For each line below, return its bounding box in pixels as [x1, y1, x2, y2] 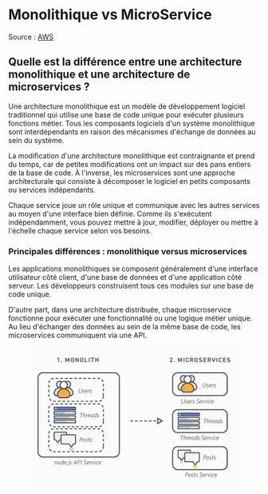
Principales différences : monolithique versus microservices [8, 245, 247, 257]
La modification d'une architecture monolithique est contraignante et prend [8, 150, 255, 161]
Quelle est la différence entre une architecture [8, 55, 242, 69]
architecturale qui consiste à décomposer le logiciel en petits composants [8, 176, 251, 185]
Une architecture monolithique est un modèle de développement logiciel [8, 102, 246, 111]
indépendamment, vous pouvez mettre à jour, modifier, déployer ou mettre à [8, 217, 259, 227]
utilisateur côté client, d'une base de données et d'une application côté [8, 273, 242, 282]
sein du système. [8, 135, 65, 145]
